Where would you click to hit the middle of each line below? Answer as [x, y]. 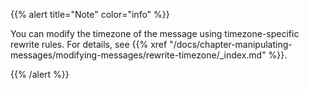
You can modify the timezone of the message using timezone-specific [155, 33]
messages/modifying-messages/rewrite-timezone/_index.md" [138, 55]
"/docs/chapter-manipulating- [231, 44]
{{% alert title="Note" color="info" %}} [90, 14]
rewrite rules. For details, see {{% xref [89, 44]
